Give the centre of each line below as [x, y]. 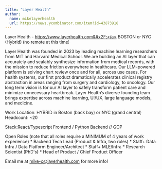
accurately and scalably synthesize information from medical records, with [80, 62]
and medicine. [19, 103]
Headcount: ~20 [21, 118]
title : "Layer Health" [28, 9]
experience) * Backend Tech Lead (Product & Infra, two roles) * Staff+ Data [81, 142]
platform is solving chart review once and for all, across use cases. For [76, 72]
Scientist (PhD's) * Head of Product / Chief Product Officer [64, 152]
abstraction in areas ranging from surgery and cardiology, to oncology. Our [80, 83]
